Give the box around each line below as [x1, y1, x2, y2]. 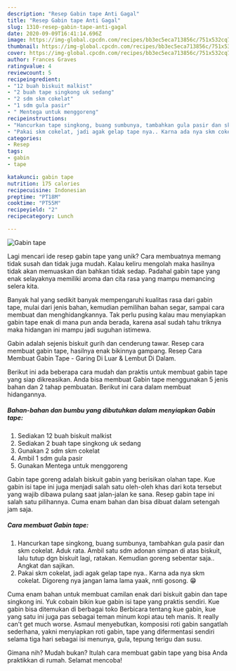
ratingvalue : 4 [7, 63, 52, 70]
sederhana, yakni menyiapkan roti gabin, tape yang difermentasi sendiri [7, 627, 215, 636]
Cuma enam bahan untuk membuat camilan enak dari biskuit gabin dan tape [7, 589, 228, 598]
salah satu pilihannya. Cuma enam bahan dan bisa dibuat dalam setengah [7, 497, 220, 506]
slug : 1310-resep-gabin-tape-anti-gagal [7, 23, 128, 30]
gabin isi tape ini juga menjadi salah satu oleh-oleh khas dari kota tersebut [7, 482, 222, 491]
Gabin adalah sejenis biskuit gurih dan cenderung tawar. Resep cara [7, 339, 204, 347]
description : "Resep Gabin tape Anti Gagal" [7, 10, 140, 18]
